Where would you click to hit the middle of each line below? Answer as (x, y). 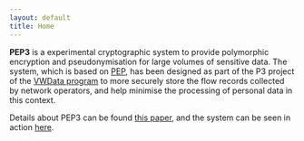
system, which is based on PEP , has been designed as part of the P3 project (152, 71)
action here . (32, 127)
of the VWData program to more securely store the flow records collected (147, 80)
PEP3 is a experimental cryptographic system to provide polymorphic (139, 52)
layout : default (40, 18)
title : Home (32, 26)
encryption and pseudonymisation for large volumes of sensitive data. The (148, 61)
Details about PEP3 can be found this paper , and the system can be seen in (150, 117)
